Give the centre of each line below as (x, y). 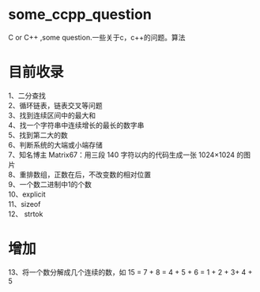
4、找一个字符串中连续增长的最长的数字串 (76, 125)
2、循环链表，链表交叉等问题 (55, 105)
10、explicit (27, 194)
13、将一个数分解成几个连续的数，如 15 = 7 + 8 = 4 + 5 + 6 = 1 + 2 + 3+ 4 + (130, 272)
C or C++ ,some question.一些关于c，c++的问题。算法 (97, 37)
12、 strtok (26, 214)
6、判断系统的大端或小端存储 (55, 144)
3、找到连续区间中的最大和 (52, 115)
